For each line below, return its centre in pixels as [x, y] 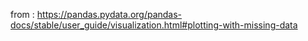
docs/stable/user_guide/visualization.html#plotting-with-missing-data [154, 25]
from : [22, 14]
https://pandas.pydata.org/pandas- [109, 14]
